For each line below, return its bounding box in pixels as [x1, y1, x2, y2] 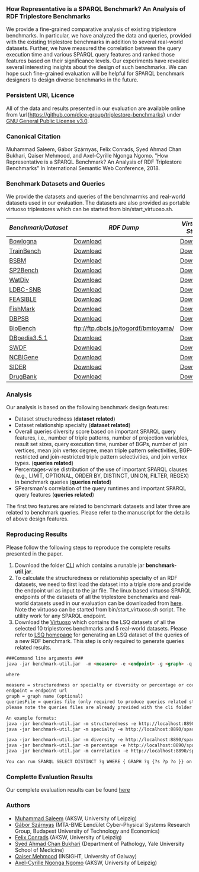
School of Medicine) [14, 846, 65, 854]
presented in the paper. [6, 550, 63, 557]
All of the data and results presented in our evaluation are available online [6, 105, 185, 112]
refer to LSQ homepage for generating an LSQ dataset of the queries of [14, 631, 190, 638]
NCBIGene [9, 353, 38, 362]
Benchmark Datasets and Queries [6, 179, 105, 187]
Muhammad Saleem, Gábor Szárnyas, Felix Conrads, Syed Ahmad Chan [6, 145, 182, 153]
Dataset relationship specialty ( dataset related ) [14, 422, 131, 429]
